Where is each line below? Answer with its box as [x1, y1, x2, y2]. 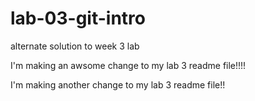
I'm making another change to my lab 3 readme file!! [10, 78, 226, 91]
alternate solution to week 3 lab [10, 40, 140, 52]
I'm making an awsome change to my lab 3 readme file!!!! [10, 59, 247, 71]
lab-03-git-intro [10, 7, 146, 30]
